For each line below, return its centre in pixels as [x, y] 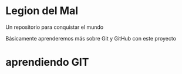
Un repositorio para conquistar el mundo [55, 27]
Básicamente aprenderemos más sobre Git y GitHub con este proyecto [91, 38]
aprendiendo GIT [47, 62]
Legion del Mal [42, 11]
